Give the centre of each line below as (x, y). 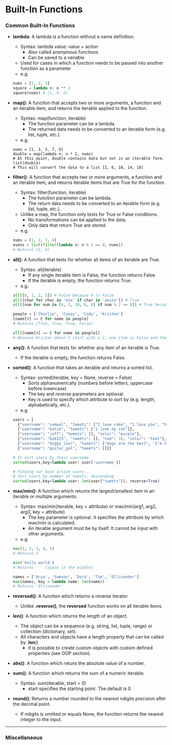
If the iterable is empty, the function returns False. (73, 357)
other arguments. (46, 534)
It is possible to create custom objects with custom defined (90, 648)
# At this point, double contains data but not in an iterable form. (89, 159)
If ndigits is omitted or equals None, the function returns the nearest (92, 714)
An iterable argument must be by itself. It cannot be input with (93, 529)
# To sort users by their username (51, 458)
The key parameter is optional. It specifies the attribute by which (96, 517)
